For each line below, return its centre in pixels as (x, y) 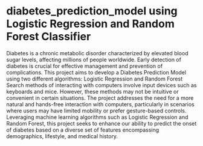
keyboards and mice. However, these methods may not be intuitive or (93, 91)
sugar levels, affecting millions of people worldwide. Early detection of (94, 59)
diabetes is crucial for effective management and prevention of (85, 66)
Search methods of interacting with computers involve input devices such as (101, 85)
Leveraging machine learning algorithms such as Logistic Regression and (97, 117)
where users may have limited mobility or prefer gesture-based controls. (96, 111)
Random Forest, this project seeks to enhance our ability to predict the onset (101, 123)
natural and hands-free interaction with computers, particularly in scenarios (100, 104)
